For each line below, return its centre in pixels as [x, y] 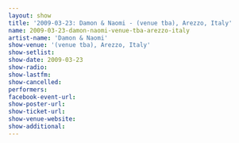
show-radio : [28, 68]
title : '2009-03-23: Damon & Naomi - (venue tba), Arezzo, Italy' [120, 23]
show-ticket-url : [37, 112]
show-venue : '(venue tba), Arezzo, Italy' [79, 45]
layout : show [30, 15]
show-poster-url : [37, 104]
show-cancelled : [35, 82]
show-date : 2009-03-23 [46, 60]
